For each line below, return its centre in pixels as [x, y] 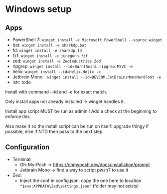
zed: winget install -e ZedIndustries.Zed [57, 61]
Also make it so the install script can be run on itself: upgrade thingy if [77, 126]
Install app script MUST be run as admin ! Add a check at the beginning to [81, 111]
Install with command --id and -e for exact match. [56, 92]
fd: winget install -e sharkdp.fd [47, 50]
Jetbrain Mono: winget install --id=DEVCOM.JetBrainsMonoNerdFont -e [86, 77]
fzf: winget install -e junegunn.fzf [50, 55]
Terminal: [22, 159]
